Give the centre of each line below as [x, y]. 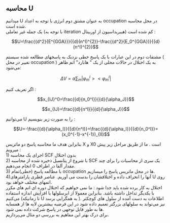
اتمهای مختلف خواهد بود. [29, 182]
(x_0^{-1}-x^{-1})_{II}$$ [86, 134]
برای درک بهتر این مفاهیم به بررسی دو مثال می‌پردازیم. [58, 215]
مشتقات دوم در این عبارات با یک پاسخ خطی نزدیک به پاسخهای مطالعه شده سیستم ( [85, 57]
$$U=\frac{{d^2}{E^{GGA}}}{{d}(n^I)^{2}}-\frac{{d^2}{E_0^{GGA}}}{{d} [86, 41]
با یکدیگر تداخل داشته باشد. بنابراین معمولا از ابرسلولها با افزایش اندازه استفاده [80, 193]
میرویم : [13, 150]
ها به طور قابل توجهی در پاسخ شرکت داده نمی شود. [55, 209]
